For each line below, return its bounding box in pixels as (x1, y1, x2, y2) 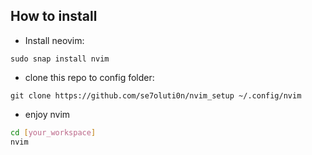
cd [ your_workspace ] (10, 127, 97, 138)
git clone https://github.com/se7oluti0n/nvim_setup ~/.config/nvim (10, 90, 302, 101)
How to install (10, 8, 98, 25)
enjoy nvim (24, 108, 71, 120)
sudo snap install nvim (10, 54, 110, 64)
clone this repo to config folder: (24, 71, 155, 83)
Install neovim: (24, 34, 85, 46)
